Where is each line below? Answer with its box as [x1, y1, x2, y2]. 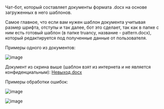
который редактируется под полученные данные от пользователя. [5, 35, 147, 41]
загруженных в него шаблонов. [5, 9, 72, 15]
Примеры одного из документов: [5, 45, 76, 50]
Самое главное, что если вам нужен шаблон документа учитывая [5, 19, 146, 25]
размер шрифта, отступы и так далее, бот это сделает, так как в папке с [5, 24, 159, 30]
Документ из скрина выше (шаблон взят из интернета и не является [5, 64, 151, 70]
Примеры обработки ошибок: [5, 79, 69, 85]
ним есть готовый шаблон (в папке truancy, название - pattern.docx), [5, 30, 152, 35]
